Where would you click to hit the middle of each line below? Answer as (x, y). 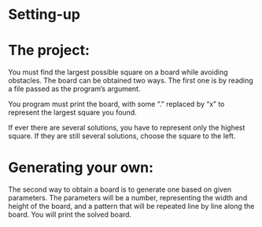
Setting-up (44, 15)
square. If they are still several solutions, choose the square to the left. (122, 136)
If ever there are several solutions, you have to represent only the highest (127, 128)
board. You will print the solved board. (70, 214)
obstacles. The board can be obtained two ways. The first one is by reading (131, 81)
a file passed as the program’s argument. (74, 89)
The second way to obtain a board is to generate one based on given (120, 189)
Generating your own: (81, 168)
